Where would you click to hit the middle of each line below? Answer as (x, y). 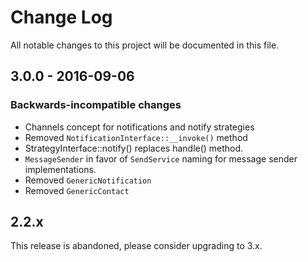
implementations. (60, 169)
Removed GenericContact (77, 190)
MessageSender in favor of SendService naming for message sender (161, 158)
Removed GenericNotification (88, 180)
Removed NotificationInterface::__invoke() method (136, 137)
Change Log (61, 17)
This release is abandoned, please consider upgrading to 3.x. (136, 246)
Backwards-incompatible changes (96, 105)
